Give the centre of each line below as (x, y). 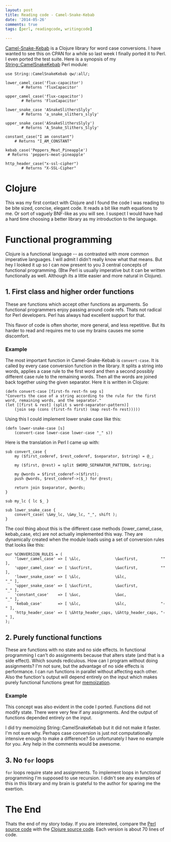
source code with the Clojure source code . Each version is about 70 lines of (85, 829)
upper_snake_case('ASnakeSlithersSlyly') (50, 124)
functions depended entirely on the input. (49, 718)
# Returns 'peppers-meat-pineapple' (46, 155)
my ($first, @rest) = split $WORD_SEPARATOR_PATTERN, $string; (83, 465)
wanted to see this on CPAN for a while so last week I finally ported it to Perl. (86, 54)
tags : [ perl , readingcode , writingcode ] (49, 29)
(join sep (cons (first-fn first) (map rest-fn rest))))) (77, 410)
